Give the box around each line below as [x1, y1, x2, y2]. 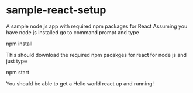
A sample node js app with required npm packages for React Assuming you [6, 23, 188, 30]
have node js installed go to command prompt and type [6, 28, 139, 35]
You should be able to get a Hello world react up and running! [6, 80, 154, 87]
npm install [6, 40, 33, 47]
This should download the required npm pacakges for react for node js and [6, 51, 187, 58]
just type [6, 58, 27, 65]
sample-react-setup [6, 3, 106, 17]
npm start [6, 69, 30, 76]
